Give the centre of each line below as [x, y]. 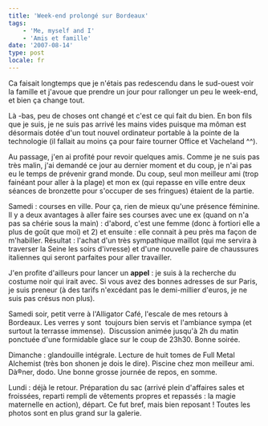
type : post [26, 53]
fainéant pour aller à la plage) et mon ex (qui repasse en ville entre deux [127, 182]
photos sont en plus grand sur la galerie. [75, 412]
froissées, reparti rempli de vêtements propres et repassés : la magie [122, 396]
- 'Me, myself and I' [59, 30]
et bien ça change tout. [47, 100]
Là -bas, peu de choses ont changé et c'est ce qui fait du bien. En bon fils [130, 115]
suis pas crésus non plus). [52, 298]
